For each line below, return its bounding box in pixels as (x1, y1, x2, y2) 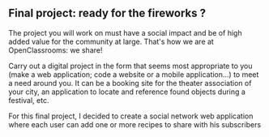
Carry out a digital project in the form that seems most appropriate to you (8, 61, 253, 71)
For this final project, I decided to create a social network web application (8, 111, 254, 121)
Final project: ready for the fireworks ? (8, 6, 207, 20)
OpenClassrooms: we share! (8, 45, 103, 55)
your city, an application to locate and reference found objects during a (8, 87, 246, 96)
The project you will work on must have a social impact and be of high (8, 28, 242, 37)
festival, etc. (8, 95, 49, 105)
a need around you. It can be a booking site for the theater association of (8, 78, 252, 88)
